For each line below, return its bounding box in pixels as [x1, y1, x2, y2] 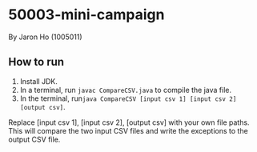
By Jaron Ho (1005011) [8, 32, 82, 42]
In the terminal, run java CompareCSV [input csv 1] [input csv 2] [19, 94, 237, 103]
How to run [8, 55, 65, 69]
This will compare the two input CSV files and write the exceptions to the [8, 126, 248, 135]
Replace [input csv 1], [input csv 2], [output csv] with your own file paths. [8, 118, 250, 127]
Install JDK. [19, 76, 58, 86]
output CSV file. [8, 134, 61, 144]
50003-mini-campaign [8, 6, 165, 24]
